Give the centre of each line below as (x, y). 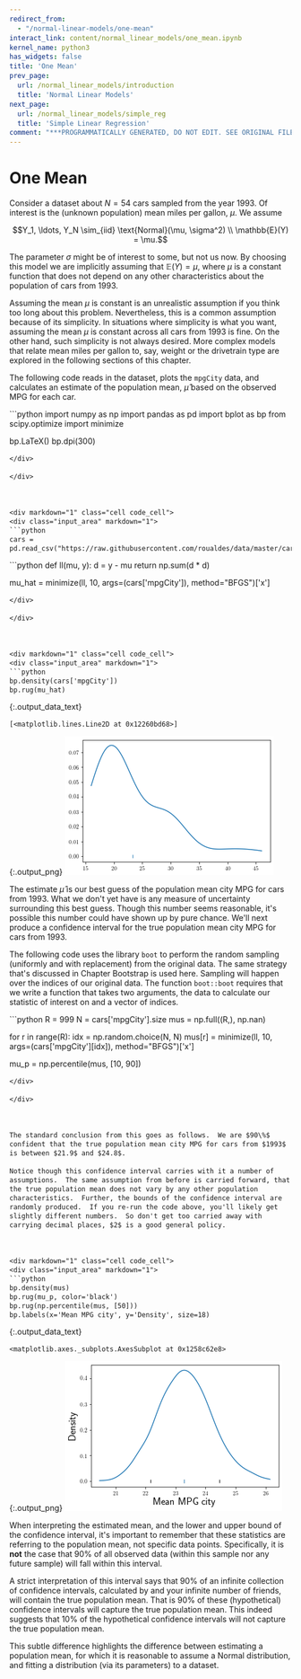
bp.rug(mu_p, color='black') (64, 1297)
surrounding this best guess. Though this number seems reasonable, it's (143, 908)
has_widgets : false (46, 57)
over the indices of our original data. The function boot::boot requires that (146, 983)
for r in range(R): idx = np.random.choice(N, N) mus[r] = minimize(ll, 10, (141, 1037)
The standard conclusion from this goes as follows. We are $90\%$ (140, 1136)
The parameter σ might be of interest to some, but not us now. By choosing (148, 257)
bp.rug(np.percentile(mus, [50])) (74, 1306)
